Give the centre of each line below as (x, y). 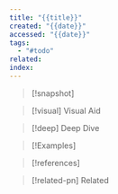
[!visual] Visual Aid (66, 110)
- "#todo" (36, 51)
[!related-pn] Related (70, 180)
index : (22, 68)
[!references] (56, 163)
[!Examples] (54, 145)
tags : (19, 43)
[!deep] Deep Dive (65, 128)
